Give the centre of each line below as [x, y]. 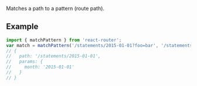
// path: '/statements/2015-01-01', [53, 56]
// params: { [25, 62]
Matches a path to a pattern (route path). [55, 8]
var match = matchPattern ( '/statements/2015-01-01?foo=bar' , [82, 45]
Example [22, 26]
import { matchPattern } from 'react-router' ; [64, 40]
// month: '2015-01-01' [40, 67]
